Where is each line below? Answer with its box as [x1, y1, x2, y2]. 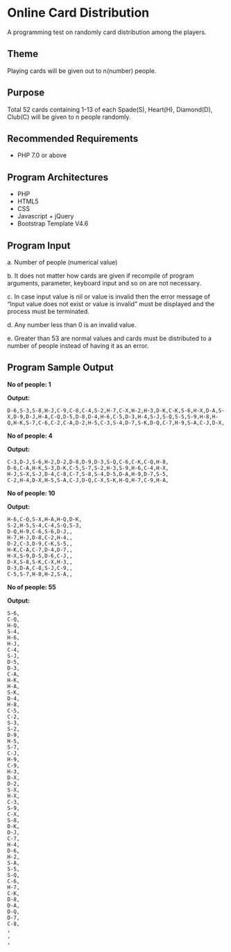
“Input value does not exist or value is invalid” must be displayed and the [7, 300, 215, 308]
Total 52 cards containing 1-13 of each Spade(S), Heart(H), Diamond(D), [7, 105, 213, 113]
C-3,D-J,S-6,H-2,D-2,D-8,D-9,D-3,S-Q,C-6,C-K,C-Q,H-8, [7, 458, 169, 466]
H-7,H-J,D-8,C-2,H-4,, [7, 534, 73, 541]
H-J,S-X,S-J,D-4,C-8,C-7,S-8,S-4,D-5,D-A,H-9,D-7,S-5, [7, 470, 169, 477]
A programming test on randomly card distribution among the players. [7, 28, 207, 36]
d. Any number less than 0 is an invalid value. [7, 321, 137, 328]
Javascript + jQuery [17, 212, 74, 221]
